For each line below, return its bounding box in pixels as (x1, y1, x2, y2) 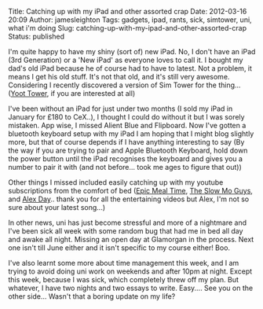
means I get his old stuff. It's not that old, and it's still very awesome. (8, 72, 230, 81)
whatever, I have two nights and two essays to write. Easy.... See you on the (8, 283, 254, 292)
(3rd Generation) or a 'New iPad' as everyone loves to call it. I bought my (8, 55, 243, 64)
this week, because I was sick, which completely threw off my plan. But (8, 275, 239, 284)
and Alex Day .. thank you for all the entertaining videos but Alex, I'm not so (8, 194, 250, 204)
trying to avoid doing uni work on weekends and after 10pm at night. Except (8, 267, 253, 276)
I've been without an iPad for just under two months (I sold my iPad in (8, 104, 233, 113)
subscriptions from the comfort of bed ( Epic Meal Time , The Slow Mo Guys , (8, 186, 254, 195)
